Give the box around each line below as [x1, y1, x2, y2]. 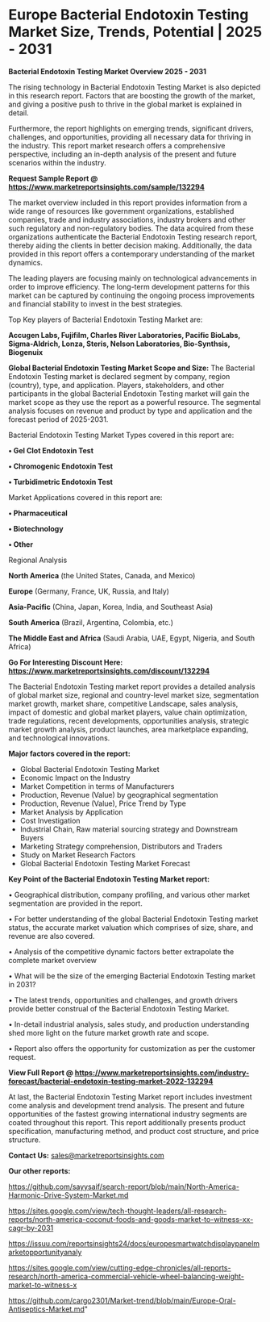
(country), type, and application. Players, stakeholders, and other [8, 380, 224, 390]
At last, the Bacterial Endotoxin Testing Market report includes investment [8, 1091, 252, 1102]
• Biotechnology [8, 523, 64, 533]
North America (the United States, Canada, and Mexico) [8, 570, 196, 580]
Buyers [19, 832, 44, 842]
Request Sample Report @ [8, 173, 98, 183]
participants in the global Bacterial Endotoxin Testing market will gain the [8, 389, 250, 398]
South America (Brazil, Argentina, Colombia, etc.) [8, 617, 174, 627]
